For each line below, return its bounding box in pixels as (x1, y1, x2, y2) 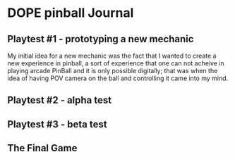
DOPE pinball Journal (7, 5, 134, 21)
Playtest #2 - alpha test (7, 94, 112, 106)
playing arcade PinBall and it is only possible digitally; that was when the (7, 67, 218, 75)
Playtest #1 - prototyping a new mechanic (7, 33, 194, 45)
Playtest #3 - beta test (7, 118, 107, 130)
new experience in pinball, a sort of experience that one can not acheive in (7, 59, 224, 68)
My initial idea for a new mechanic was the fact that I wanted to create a (7, 51, 217, 60)
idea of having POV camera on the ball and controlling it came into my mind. (7, 74, 229, 82)
